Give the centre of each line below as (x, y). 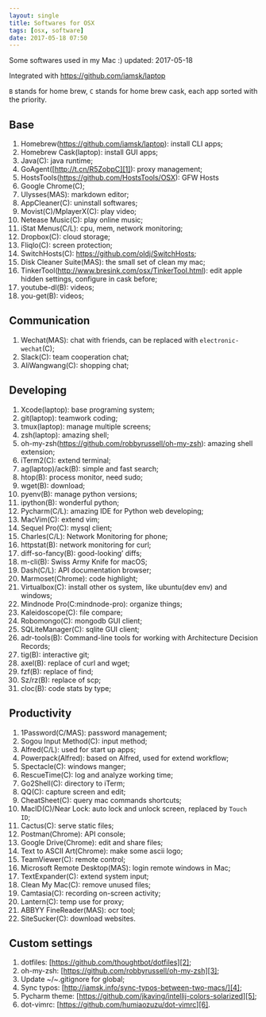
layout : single (34, 16)
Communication (50, 321)
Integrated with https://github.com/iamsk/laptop (87, 76)
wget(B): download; (53, 485)
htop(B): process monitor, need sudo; (82, 477)
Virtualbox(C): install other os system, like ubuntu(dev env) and (123, 587)
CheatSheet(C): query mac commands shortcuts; (101, 800)
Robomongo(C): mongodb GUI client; (81, 620)
